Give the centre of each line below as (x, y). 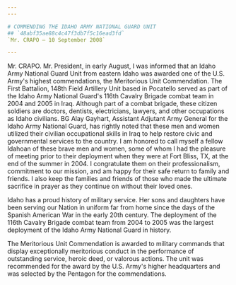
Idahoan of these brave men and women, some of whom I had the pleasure (117, 149)
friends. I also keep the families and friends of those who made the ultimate (117, 179)
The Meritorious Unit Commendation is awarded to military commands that (116, 244)
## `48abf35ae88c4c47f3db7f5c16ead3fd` (66, 33)
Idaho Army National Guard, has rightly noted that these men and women (114, 126)
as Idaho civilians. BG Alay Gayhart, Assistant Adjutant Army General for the (118, 119)
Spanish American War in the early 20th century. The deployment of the (112, 215)
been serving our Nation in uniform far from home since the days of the (111, 208)
